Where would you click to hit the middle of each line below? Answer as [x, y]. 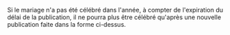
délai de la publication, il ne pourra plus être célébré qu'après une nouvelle [114, 17]
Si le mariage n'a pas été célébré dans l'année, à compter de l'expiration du [115, 10]
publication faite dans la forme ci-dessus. [67, 24]
